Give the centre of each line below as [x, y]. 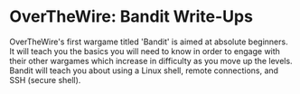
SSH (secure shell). [45, 80]
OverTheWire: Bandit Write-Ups [131, 17]
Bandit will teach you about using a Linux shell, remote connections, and [144, 70]
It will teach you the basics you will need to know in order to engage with [145, 51]
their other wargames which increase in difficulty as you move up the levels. [151, 61]
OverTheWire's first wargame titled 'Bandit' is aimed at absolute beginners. [149, 42]
